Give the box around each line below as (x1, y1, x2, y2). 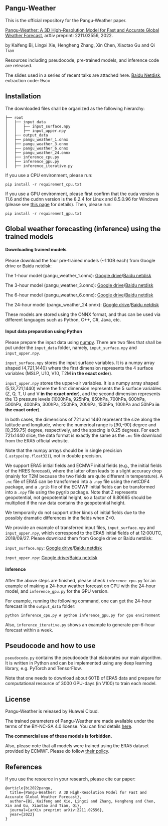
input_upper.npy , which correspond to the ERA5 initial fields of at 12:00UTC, (5, 530, 163, 536)
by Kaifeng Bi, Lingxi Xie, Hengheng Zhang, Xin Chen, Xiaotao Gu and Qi (5, 42, 155, 48)
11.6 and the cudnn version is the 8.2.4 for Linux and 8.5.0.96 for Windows (5, 196, 158, 202)
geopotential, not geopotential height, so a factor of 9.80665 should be (5, 494, 152, 501)
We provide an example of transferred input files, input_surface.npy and (5, 525, 155, 531)
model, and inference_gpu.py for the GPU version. (5, 588, 109, 594)
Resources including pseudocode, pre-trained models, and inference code (5, 57, 159, 63)
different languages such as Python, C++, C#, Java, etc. (5, 317, 121, 323)
